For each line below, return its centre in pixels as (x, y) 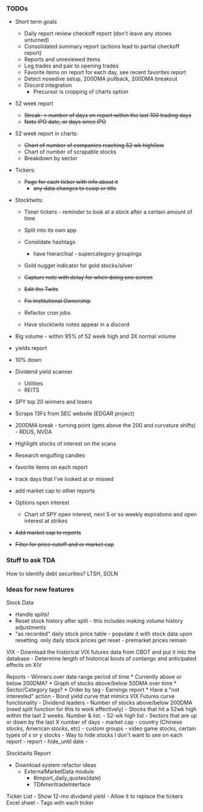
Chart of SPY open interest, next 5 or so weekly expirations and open (110, 514)
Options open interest (42, 503)
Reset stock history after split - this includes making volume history (99, 621)
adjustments (31, 627)
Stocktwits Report (28, 753)
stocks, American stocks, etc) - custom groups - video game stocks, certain (101, 728)
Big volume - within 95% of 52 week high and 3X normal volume (95, 337)
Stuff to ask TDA (31, 560)
